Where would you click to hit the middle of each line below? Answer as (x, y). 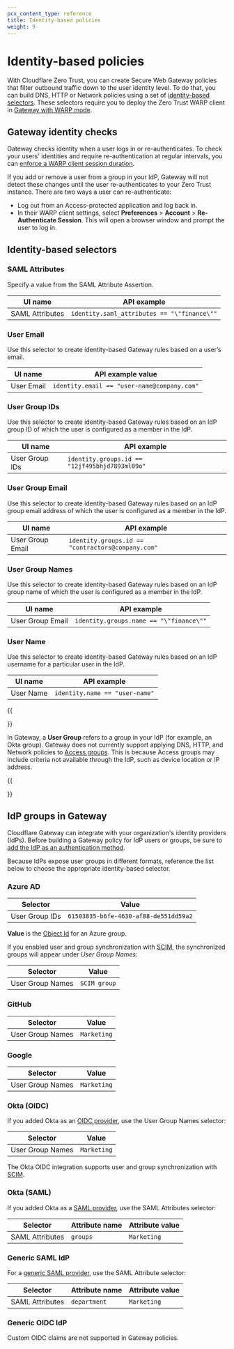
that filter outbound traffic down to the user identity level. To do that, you (111, 88)
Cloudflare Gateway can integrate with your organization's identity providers (117, 833)
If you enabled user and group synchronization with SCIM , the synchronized (116, 947)
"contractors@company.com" (113, 547)
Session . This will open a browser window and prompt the (141, 220)
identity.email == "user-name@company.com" (126, 386)
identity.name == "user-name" (104, 693)
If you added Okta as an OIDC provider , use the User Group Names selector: (117, 1121)
